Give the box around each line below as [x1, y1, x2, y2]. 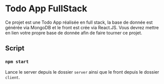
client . [5, 74, 20, 80]
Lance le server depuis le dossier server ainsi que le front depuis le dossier [5, 69, 160, 75]
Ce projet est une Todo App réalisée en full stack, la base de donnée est [5, 19, 153, 25]
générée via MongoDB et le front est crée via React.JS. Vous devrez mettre [5, 24, 159, 30]
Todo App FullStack [5, 3, 87, 14]
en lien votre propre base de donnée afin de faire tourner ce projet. [5, 30, 143, 36]
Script [5, 44, 25, 52]
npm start [5, 59, 29, 65]
